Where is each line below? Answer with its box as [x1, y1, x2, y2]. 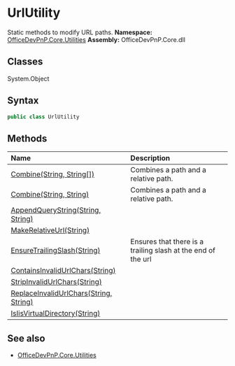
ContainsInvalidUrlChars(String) [10, 266, 116, 276]
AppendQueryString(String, [10, 205, 101, 215]
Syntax [7, 94, 39, 106]
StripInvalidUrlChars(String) [10, 277, 103, 287]
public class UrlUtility [7, 113, 80, 120]
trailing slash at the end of [130, 246, 215, 255]
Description [130, 153, 171, 163]
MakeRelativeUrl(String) [10, 225, 90, 235]
